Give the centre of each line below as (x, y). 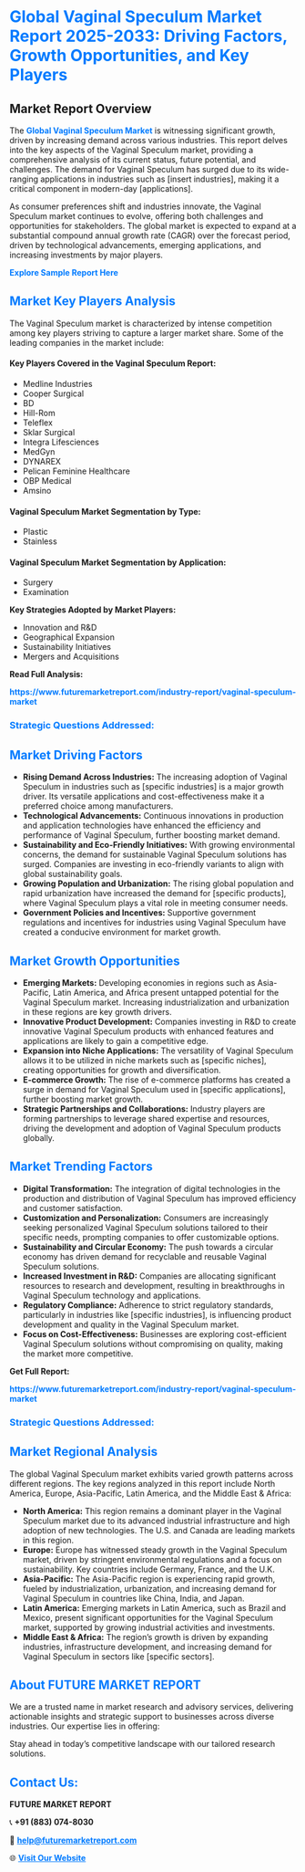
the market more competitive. (78, 1354)
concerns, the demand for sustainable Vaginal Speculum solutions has (154, 854)
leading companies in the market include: (87, 342)
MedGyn (39, 452)
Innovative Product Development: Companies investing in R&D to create (159, 1021)
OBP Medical (47, 481)
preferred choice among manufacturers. (98, 806)
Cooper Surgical (53, 393)
